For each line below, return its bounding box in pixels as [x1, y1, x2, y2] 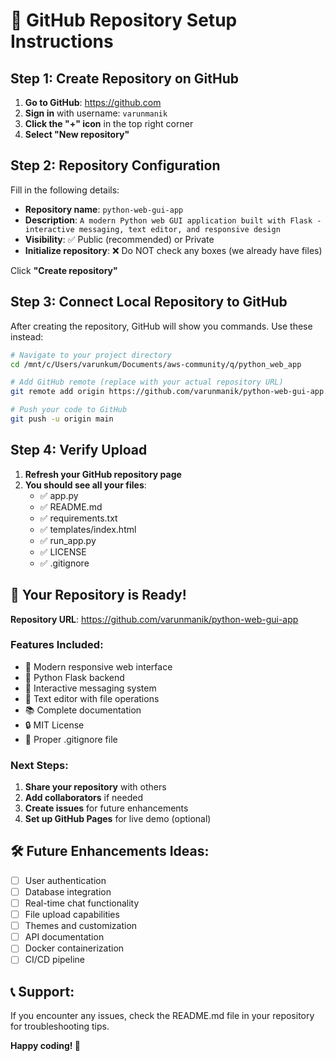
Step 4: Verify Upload [10, 442, 148, 459]
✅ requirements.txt [39, 512, 118, 524]
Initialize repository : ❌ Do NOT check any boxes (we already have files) [24, 244, 323, 256]
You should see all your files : [24, 479, 147, 491]
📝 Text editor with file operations [24, 692, 160, 704]
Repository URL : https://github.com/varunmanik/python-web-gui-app [10, 613, 299, 625]
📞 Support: [10, 983, 75, 1000]
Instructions [10, 30, 114, 53]
